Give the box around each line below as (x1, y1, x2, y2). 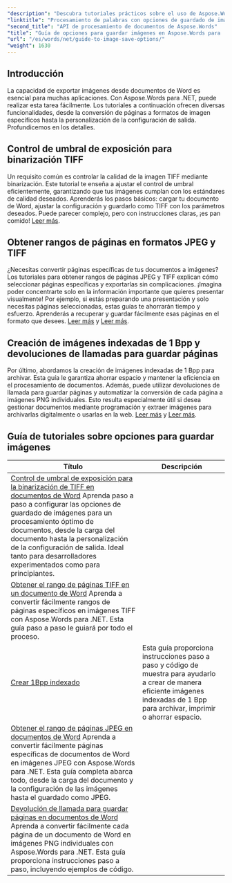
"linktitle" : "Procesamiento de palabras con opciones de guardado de (7, 17, 215, 24)
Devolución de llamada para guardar (10, 804, 128, 814)
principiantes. (10, 569, 55, 579)
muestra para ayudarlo (142, 669, 216, 679)
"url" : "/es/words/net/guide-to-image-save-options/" (7, 36, 166, 43)
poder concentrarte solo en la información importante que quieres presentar (7, 288, 224, 296)
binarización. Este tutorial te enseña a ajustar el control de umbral (7, 179, 194, 188)
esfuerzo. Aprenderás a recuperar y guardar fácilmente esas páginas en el (7, 309, 220, 318)
